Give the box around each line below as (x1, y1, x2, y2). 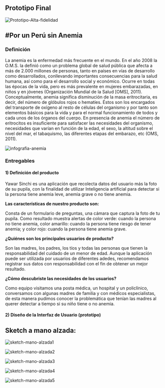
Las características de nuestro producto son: (5, 200, 99, 206)
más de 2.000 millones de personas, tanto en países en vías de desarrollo (5, 67, 155, 73)
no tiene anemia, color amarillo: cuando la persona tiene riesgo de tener (5, 221, 151, 226)
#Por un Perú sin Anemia (5, 32, 83, 40)
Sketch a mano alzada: (5, 326, 76, 334)
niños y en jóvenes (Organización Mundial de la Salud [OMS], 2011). (5, 89, 143, 95)
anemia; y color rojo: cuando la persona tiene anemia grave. (5, 226, 127, 232)
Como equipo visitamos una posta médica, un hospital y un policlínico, (5, 285, 148, 291)
